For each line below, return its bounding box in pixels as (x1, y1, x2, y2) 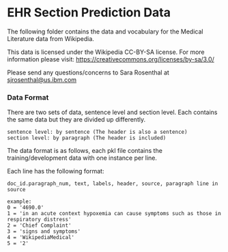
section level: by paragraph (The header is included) (7, 135, 167, 141)
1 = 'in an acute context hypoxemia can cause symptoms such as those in (7, 210, 222, 217)
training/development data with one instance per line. (7, 154, 157, 162)
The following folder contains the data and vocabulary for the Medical (7, 27, 203, 36)
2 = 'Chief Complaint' (7, 222, 72, 229)
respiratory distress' (7, 216, 72, 223)
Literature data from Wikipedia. (7, 34, 94, 42)
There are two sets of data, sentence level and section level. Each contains (7, 108, 218, 117)
